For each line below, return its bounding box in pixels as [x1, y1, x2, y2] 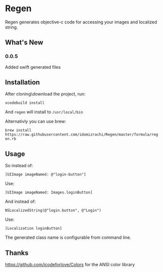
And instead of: [5, 198, 36, 205]
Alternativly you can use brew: [5, 118, 66, 124]
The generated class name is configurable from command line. [5, 234, 131, 240]
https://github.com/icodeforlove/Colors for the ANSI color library [5, 262, 135, 268]
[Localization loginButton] [5, 226, 62, 231]
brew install [5, 128, 32, 133]
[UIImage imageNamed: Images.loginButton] [5, 190, 93, 195]
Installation [5, 78, 40, 87]
